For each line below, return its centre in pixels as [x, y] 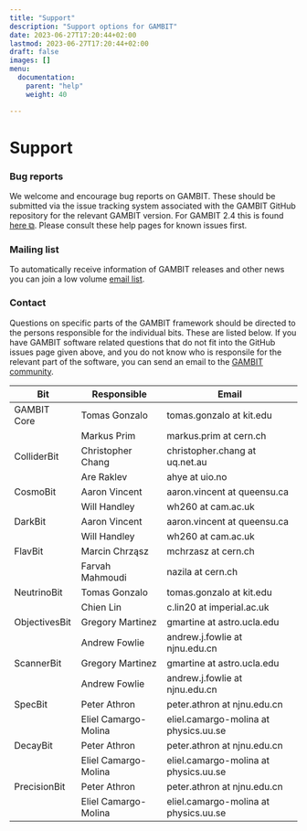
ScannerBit [38, 663]
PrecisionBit [40, 786]
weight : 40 [47, 94]
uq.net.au [187, 462]
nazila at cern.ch [202, 571]
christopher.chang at [212, 451]
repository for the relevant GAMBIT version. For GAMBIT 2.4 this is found [147, 215]
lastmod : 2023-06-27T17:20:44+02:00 [79, 43]
